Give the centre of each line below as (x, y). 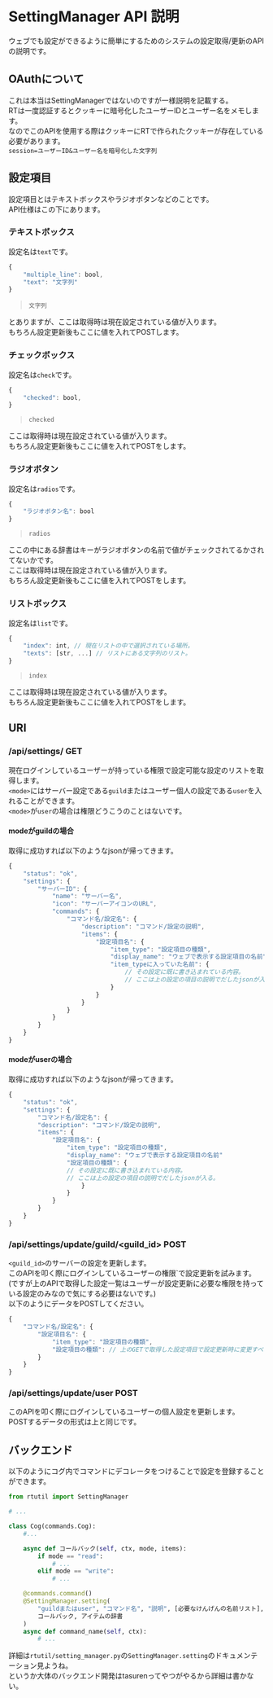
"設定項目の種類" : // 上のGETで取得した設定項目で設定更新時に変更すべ (158, 1349)
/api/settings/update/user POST (73, 1393)
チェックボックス (42, 355)
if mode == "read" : (71, 1556)
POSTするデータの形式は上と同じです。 (75, 1422)
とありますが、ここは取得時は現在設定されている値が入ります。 (115, 322)
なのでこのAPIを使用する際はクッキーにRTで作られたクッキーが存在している (136, 130)
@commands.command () (58, 1594)
